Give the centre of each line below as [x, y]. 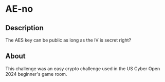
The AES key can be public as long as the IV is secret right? [68, 40]
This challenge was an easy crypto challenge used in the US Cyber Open [83, 68]
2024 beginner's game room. [36, 74]
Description [24, 28]
